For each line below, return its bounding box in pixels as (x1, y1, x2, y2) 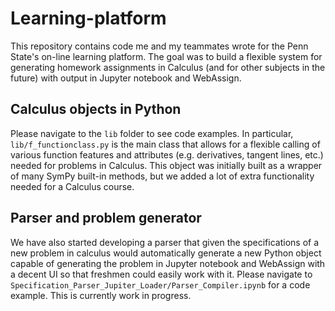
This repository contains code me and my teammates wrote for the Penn (10, 40, 309, 52)
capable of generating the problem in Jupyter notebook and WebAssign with (10, 257, 326, 269)
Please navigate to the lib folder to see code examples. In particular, (10, 127, 294, 139)
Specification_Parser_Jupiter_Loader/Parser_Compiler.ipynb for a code (10, 278, 311, 291)
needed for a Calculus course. (10, 180, 135, 192)
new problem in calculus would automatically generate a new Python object (10, 247, 322, 259)
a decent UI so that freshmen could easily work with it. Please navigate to (10, 268, 313, 280)
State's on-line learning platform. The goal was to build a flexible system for (10, 50, 323, 62)
